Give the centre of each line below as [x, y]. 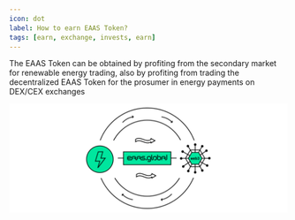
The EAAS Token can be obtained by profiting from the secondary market [143, 64]
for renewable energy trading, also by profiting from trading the [125, 73]
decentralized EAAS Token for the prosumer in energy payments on [132, 82]
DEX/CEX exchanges [47, 92]
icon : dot [27, 19]
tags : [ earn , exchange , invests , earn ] [83, 37]
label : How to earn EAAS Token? [68, 28]
